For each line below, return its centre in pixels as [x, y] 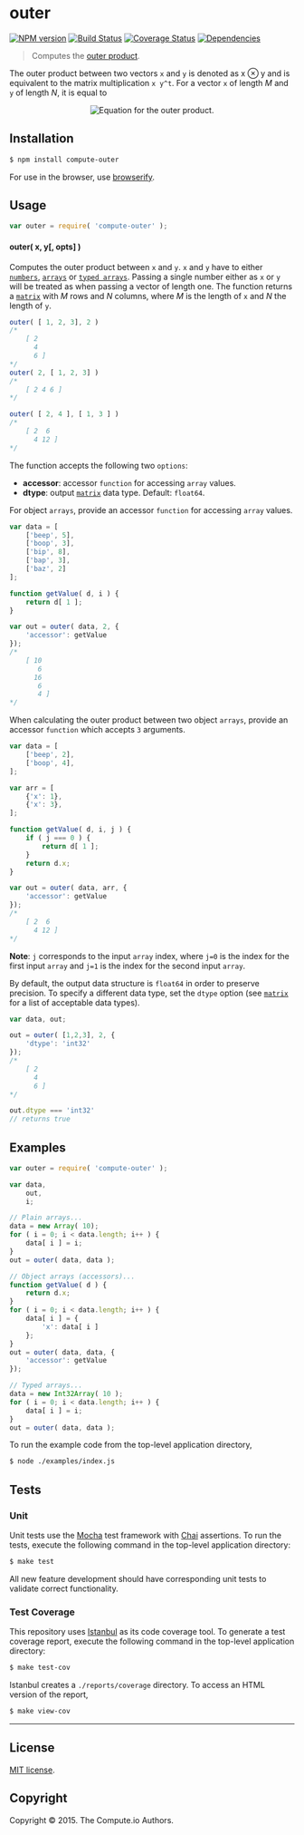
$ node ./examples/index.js [62, 1461]
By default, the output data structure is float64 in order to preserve [135, 983]
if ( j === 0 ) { [58, 838]
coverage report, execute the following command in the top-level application [152, 1641]
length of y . [30, 306]
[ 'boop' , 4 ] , [50, 763]
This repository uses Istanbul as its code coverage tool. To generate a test [147, 1632]
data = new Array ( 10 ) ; [54, 1227]
